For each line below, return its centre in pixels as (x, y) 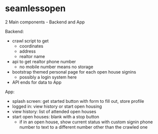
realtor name (32, 56)
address (27, 51)
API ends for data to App (37, 82)
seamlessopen (35, 9)
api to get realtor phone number (44, 61)
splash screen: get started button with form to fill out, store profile (78, 101)
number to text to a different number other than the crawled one (83, 127)
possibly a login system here (48, 77)
